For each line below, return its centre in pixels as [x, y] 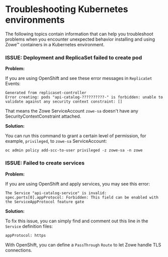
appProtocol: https [26, 235]
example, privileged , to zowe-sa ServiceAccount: [56, 141]
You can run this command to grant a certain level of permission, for [76, 136]
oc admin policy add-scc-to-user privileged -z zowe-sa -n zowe [74, 150]
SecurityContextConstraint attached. [43, 116]
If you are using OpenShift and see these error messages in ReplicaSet [79, 78]
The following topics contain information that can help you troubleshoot [79, 34]
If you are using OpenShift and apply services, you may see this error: [77, 184]
